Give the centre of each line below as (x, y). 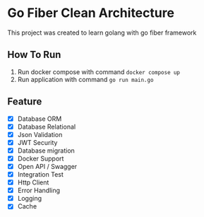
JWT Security (37, 142)
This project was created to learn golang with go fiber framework (102, 33)
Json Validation (40, 134)
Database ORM (40, 119)
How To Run (34, 55)
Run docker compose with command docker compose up (99, 71)
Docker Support (41, 158)
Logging (30, 199)
